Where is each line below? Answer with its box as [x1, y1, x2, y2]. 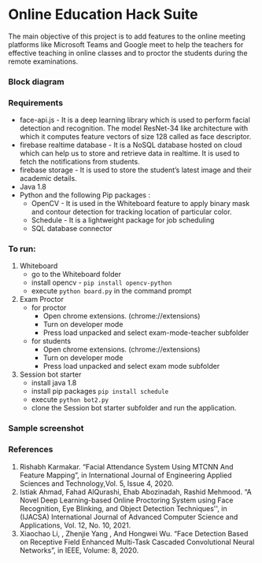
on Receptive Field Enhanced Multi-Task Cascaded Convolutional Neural [19, 537, 255, 546]
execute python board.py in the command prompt [31, 286, 192, 296]
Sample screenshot [8, 423, 84, 434]
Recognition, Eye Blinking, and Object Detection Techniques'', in [19, 503, 227, 513]
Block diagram [8, 76, 65, 87]
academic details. [19, 174, 77, 183]
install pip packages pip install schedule [31, 387, 169, 396]
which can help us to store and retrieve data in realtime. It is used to [19, 149, 240, 158]
